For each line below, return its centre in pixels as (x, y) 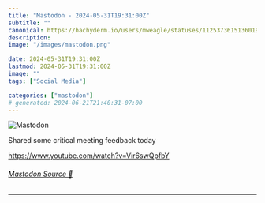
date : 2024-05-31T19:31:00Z (54, 59)
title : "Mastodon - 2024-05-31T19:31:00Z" (79, 15)
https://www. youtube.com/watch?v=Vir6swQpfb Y (89, 156)
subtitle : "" (30, 23)
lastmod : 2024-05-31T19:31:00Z (60, 67)
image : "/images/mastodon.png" (60, 45)
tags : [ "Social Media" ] (47, 81)
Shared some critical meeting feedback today (82, 141)
